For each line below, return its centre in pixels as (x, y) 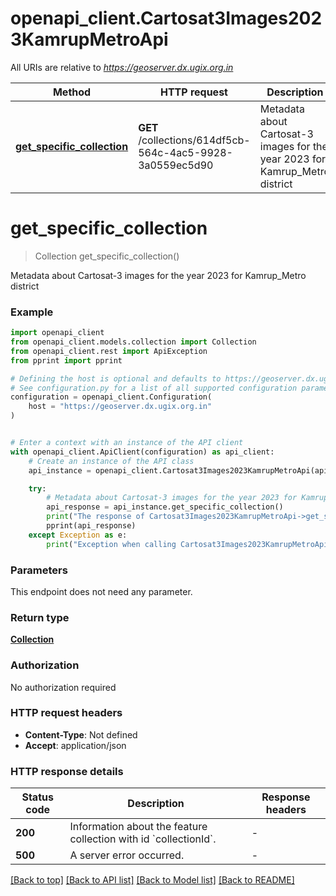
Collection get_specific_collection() (107, 256)
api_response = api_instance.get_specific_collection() (165, 507)
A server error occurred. (127, 855)
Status (37, 797)
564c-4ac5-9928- (185, 152)
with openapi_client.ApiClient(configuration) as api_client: (142, 452)
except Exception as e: (78, 535)
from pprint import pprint (66, 360)
